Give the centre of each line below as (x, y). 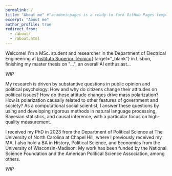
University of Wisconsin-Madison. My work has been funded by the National (86, 148)
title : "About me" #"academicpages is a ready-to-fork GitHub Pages (80, 15)
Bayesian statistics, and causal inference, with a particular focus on (76, 116)
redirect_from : (21, 29)
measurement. (36, 122)
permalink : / (19, 10)
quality (13, 122)
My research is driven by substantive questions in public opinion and (78, 84)
